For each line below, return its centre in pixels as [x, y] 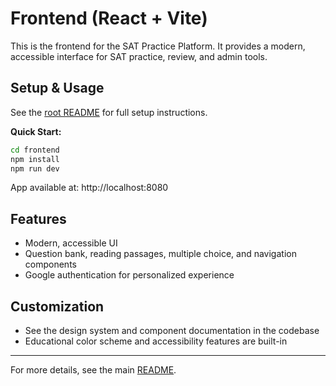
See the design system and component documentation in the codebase [172, 330]
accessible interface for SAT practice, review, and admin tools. [139, 56]
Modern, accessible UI [71, 243]
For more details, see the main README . [93, 370]
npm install [35, 159]
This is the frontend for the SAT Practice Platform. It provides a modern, [158, 46]
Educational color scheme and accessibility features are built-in [156, 341]
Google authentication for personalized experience [129, 275]
